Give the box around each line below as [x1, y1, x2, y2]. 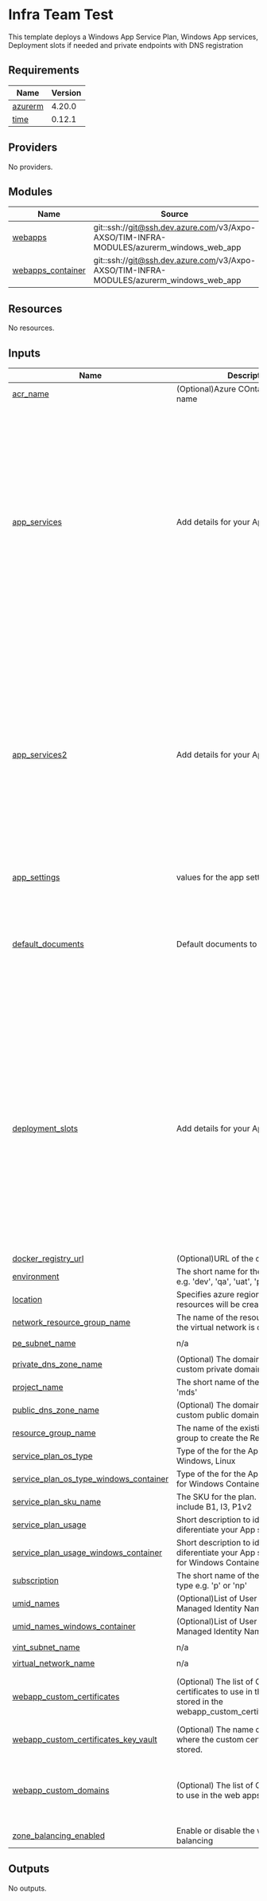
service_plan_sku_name [12, 1497, 102, 1507]
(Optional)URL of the [176, 1254, 254, 1264]
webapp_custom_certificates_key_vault [12, 1734, 157, 1745]
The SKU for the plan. [176, 1491, 257, 1502]
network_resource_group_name [12, 1317, 131, 1328]
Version [51, 87, 82, 98]
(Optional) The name [176, 1724, 254, 1735]
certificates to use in [176, 1686, 253, 1697]
